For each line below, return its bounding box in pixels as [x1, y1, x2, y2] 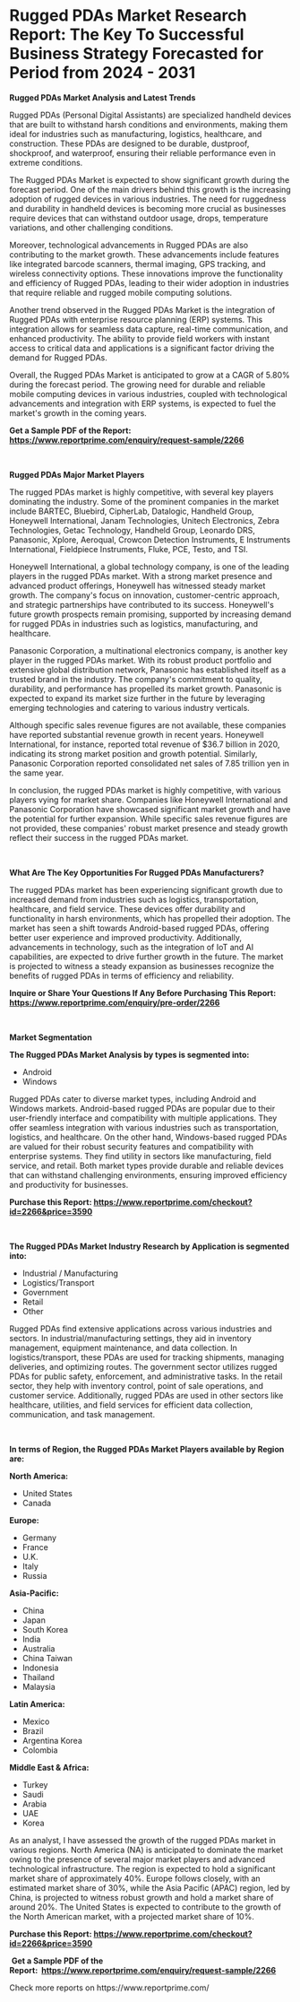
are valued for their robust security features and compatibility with [9, 1140, 253, 1152]
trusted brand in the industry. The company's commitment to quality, [9, 673, 262, 684]
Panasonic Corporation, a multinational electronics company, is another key [9, 645, 288, 655]
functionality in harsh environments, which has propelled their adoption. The [9, 913, 291, 923]
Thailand [21, 1671, 56, 1682]
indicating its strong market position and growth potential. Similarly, [9, 748, 258, 758]
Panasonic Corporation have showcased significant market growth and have [9, 803, 291, 814]
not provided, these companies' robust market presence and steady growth [9, 822, 288, 834]
